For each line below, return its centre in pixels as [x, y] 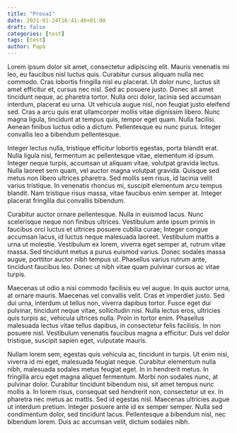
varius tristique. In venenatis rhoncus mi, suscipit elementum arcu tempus [115, 185]
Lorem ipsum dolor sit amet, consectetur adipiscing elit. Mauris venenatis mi [118, 67]
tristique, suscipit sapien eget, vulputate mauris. [77, 340]
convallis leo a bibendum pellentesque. [64, 134]
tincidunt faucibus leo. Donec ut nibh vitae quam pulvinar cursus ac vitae [114, 267]
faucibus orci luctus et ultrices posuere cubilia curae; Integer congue [108, 229]
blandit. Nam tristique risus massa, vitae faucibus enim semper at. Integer [115, 193]
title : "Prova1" [31, 14]
